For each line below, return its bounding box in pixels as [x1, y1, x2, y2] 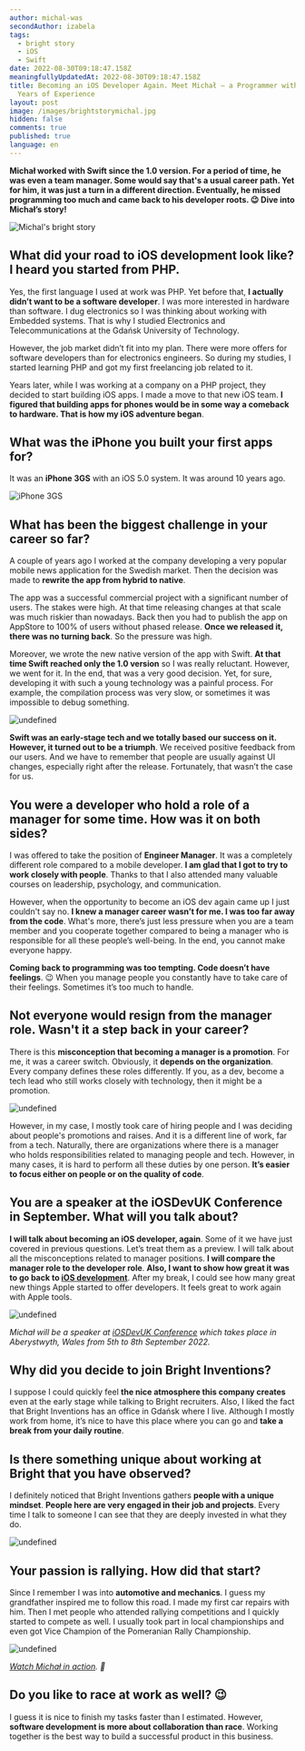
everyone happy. [9, 945, 73, 955]
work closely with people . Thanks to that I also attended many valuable [9, 870, 279, 880]
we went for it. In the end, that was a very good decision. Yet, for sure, [9, 668, 272, 679]
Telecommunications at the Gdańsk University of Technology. [9, 325, 240, 336]
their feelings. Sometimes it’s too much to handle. [9, 981, 194, 992]
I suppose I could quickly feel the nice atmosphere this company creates [9, 1386, 286, 1397]
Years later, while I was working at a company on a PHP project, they [9, 379, 266, 390]
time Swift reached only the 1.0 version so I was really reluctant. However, [9, 659, 290, 669]
